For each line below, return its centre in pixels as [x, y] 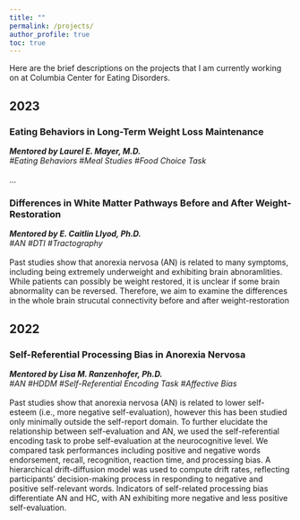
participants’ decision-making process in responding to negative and [136, 479]
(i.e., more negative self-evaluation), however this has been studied [163, 412]
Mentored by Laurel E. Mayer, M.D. [75, 151]
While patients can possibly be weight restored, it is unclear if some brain [145, 282]
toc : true [28, 43]
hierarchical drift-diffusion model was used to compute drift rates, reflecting [150, 469]
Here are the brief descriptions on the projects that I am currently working [146, 68]
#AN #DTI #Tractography [56, 243]
